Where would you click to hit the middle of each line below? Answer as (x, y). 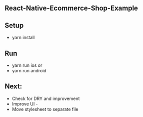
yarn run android (29, 71)
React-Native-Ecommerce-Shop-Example (71, 8)
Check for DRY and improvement (46, 98)
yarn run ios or (27, 65)
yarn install (23, 38)
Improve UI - (25, 104)
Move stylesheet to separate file (45, 109)
